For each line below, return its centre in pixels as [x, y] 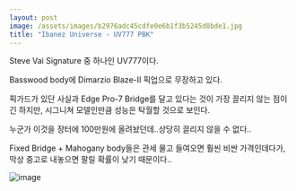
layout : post [34, 17]
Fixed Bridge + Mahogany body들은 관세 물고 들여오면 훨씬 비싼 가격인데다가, [148, 148]
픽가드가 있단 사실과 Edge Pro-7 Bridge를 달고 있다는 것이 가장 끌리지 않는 [140, 99]
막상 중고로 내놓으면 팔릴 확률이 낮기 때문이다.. [91, 160]
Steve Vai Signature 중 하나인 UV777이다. [84, 61]
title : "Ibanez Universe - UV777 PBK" [82, 34]
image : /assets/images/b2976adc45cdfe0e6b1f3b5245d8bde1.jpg [126, 26]
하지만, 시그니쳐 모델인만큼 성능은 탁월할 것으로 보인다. [114, 110]
